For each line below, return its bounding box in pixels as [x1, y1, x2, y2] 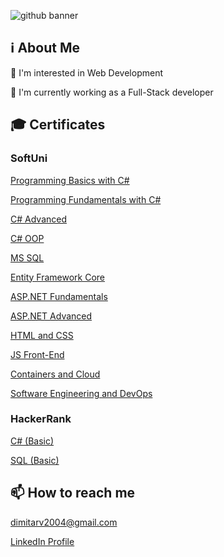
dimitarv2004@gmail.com [10, 516, 118, 528]
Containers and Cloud [10, 368, 101, 380]
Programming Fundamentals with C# [10, 193, 162, 205]
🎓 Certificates [10, 116, 106, 134]
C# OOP [10, 232, 45, 244]
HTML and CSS [10, 329, 74, 341]
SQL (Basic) [10, 454, 60, 466]
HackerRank [10, 412, 72, 426]
